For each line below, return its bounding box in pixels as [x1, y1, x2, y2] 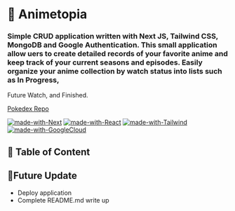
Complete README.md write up [17, 196, 110, 204]
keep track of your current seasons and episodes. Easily [7, 57, 203, 67]
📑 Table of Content [7, 146, 90, 158]
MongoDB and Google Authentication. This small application [7, 40, 217, 50]
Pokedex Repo [7, 104, 49, 113]
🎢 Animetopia [7, 6, 88, 22]
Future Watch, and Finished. [7, 91, 89, 100]
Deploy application [17, 189, 72, 197]
